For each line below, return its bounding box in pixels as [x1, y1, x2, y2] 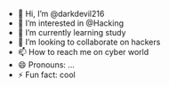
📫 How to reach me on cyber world [17, 47, 149, 57]
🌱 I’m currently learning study [17, 28, 126, 37]
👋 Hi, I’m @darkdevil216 [17, 9, 105, 19]
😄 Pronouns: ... [17, 59, 76, 70]
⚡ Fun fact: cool [17, 69, 76, 80]
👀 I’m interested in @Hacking [17, 18, 125, 28]
